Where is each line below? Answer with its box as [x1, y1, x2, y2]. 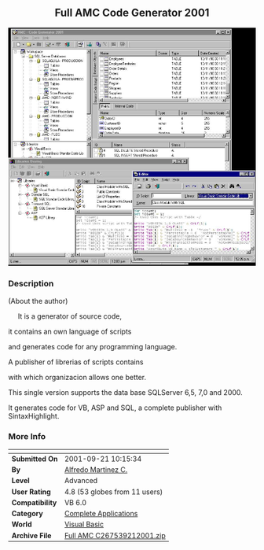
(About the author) [8, 296, 68, 305]
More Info [8, 430, 46, 441]
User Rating [11, 487, 51, 496]
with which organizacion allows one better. [8, 372, 147, 382]
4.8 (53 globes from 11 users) [64, 487, 163, 496]
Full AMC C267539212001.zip [64, 530, 167, 540]
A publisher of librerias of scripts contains [8, 357, 144, 367]
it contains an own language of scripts [8, 327, 132, 336]
